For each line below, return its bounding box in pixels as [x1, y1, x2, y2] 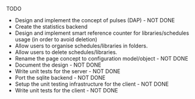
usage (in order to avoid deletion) [14, 36, 98, 43]
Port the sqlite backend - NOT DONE [14, 74, 106, 81]
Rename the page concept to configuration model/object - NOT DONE [14, 55, 188, 62]
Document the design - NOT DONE [14, 61, 102, 68]
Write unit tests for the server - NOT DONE [14, 68, 121, 74]
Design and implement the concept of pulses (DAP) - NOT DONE [14, 17, 175, 23]
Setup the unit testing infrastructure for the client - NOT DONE [14, 80, 169, 88]
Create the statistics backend [14, 23, 88, 30]
